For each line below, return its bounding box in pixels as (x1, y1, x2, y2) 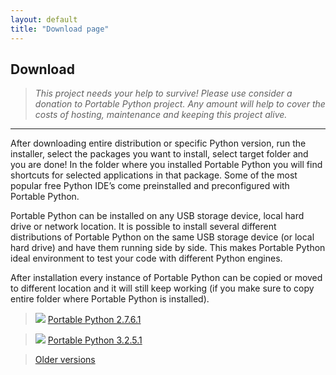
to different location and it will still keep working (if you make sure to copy (10, 282, 315, 295)
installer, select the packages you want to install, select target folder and (10, 148, 309, 160)
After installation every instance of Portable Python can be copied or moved (10, 272, 323, 284)
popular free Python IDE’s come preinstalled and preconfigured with (10, 180, 290, 192)
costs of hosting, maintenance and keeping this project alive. (34, 109, 288, 121)
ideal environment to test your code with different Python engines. (10, 252, 283, 265)
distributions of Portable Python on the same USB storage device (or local (10, 231, 315, 243)
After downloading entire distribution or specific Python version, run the (10, 137, 307, 150)
